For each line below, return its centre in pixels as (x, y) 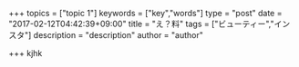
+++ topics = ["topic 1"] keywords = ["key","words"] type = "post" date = (145, 13)
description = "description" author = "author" (119, 35)
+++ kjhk (26, 53)
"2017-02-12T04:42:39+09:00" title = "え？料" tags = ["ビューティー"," (141, 24)
